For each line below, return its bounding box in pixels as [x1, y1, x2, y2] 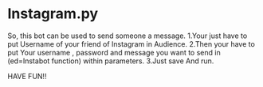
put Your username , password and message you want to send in [7, 47, 221, 57]
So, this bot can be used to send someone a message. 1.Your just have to [7, 31, 248, 40]
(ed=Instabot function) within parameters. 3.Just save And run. [7, 56, 214, 66]
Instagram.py [7, 5, 99, 23]
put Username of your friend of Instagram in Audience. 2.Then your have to [7, 39, 256, 48]
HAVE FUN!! [7, 71, 47, 81]
